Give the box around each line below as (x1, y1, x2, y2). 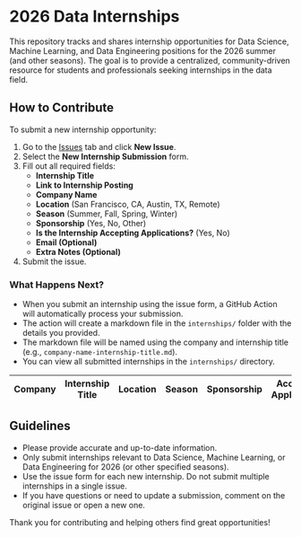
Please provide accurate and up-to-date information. (21, 442, 218, 453)
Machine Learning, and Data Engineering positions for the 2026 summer (9, 45, 276, 56)
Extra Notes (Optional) (35, 246, 121, 257)
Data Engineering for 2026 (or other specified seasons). (21, 461, 230, 472)
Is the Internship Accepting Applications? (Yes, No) (35, 227, 230, 238)
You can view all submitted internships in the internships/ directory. (21, 357, 275, 367)
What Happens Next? (9, 278, 105, 291)
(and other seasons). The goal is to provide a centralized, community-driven (9, 55, 291, 66)
